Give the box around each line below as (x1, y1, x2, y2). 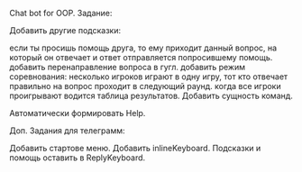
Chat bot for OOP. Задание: (9, 8, 113, 18)
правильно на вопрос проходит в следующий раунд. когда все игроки (9, 81, 281, 91)
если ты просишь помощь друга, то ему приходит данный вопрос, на (9, 42, 278, 53)
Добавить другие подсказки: (9, 25, 122, 35)
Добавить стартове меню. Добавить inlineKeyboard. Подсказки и (9, 143, 261, 153)
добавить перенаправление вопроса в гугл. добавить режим (9, 62, 246, 72)
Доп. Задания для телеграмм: (9, 125, 125, 136)
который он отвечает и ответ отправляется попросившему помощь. (9, 52, 273, 62)
